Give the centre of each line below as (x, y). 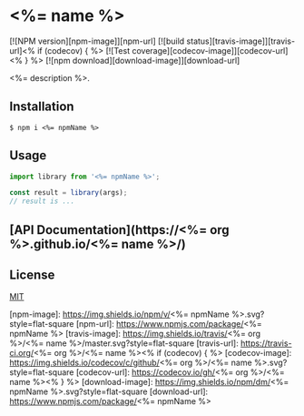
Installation (42, 107)
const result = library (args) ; (69, 193)
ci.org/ (22, 353)
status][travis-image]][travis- (241, 41)
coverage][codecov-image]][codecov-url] (210, 50)
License (32, 274)
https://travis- (266, 343)
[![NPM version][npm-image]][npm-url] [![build (97, 41)
